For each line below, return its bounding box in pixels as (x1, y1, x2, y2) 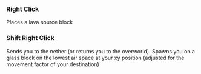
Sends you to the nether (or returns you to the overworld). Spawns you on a (6, 47, 196, 55)
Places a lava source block (6, 19, 73, 26)
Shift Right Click (6, 34, 54, 42)
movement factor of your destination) (6, 60, 100, 68)
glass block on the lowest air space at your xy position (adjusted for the (6, 54, 185, 61)
